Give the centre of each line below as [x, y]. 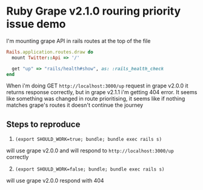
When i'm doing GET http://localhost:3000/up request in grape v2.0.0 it [98, 86]
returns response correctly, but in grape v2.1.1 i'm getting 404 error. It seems [102, 92]
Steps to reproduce [43, 124]
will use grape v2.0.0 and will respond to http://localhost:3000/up [90, 151]
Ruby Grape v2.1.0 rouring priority [94, 11]
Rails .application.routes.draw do [50, 52]
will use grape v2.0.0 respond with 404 [55, 181]
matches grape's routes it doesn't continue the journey [75, 105]
